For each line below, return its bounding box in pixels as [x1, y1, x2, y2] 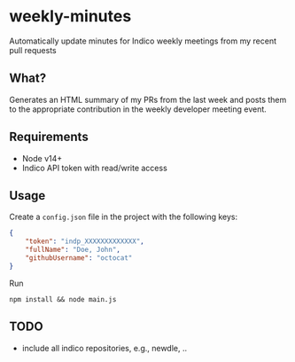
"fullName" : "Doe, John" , [25, 246, 121, 255]
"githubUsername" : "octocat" [25, 254, 133, 263]
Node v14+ [21, 153, 63, 163]
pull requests [9, 44, 58, 55]
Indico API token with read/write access [21, 162, 168, 173]
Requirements [9, 130, 89, 145]
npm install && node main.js [9, 295, 117, 303]
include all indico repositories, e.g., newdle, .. [21, 342, 188, 353]
